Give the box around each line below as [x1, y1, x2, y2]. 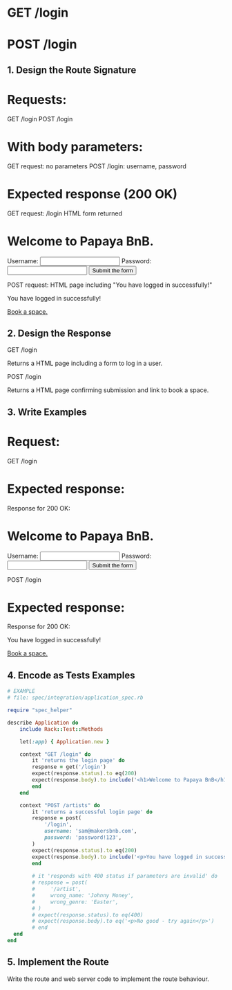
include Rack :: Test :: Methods [19, 725, 104, 732]
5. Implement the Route [7, 956, 109, 968]
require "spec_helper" [7, 707, 72, 714]
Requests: [7, 91, 67, 107]
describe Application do [7, 719, 79, 726]
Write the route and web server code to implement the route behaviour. [7, 975, 209, 983]
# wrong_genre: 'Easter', [32, 899, 119, 905]
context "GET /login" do [19, 750, 91, 758]
